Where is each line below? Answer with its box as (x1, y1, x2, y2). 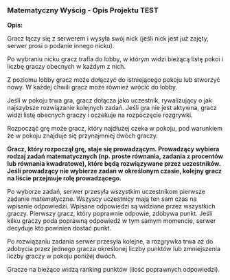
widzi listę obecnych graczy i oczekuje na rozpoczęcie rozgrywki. (7, 111, 194, 119)
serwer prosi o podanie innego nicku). (7, 42, 115, 50)
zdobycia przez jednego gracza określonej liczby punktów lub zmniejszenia (7, 245, 221, 253)
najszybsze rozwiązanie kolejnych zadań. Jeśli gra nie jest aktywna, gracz (7, 104, 218, 112)
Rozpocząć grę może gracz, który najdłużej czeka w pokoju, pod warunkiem (7, 125, 223, 133)
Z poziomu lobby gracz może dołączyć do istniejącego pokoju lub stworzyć (7, 76, 220, 84)
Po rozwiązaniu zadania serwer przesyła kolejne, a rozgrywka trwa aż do (7, 237, 214, 246)
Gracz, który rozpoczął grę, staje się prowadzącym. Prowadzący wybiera (7, 145, 220, 153)
